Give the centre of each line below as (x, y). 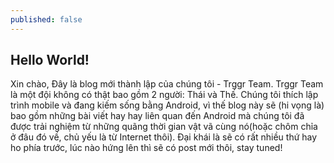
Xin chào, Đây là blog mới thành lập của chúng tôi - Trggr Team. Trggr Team (167, 84)
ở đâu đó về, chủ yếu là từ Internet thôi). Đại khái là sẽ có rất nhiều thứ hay (164, 137)
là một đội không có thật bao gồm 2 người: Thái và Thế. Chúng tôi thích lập (164, 95)
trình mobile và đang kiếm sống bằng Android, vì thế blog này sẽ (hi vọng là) (167, 105)
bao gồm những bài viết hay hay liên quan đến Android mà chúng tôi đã (157, 116)
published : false (46, 19)
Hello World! (50, 60)
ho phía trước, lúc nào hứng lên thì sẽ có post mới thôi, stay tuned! (146, 148)
